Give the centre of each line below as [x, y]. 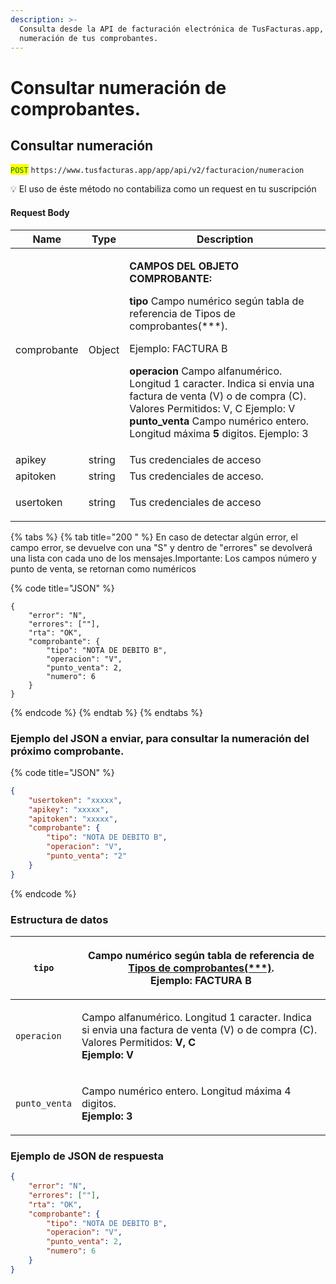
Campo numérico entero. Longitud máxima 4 [186, 1091]
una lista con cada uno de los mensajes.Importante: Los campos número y [163, 558]
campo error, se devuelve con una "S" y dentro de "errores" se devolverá [161, 547]
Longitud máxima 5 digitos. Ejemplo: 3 [219, 433]
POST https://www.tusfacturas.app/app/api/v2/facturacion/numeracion [157, 171]
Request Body [40, 212]
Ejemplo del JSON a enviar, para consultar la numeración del [160, 738]
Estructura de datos [59, 919]
